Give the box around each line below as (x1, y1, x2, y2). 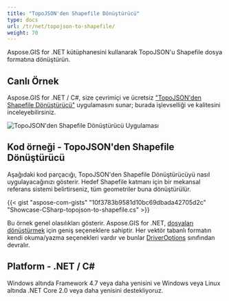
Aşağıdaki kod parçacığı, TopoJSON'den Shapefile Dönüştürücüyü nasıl (7, 170, 210, 179)
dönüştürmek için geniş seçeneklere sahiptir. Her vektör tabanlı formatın (7, 226, 212, 234)
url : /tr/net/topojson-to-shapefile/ (7, 23, 116, 30)
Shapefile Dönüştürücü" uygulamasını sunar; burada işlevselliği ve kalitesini (7, 101, 221, 109)
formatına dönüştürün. (7, 56, 71, 64)
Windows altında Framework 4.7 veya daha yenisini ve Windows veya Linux (7, 279, 221, 287)
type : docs (7, 16, 39, 23)
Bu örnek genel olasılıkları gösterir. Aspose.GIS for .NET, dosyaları (7, 219, 194, 227)
